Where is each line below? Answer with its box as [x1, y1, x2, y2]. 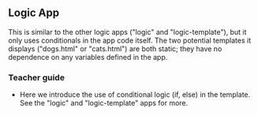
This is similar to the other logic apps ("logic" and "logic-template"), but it [8, 27, 247, 36]
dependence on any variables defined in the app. [8, 52, 168, 61]
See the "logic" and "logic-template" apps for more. [19, 98, 189, 108]
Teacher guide [8, 72, 65, 83]
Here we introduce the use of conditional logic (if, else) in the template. [19, 90, 251, 99]
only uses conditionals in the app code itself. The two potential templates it [8, 35, 251, 45]
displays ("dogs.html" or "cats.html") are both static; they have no [8, 43, 222, 54]
